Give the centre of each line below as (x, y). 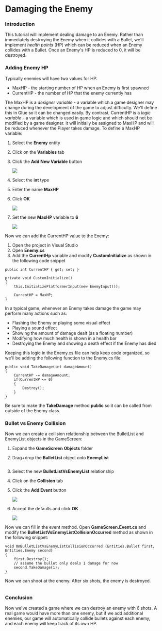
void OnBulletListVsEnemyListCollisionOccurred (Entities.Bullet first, (80, 547)
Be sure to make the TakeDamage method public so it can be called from (78, 405)
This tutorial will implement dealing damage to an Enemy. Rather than (74, 34)
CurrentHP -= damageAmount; (42, 375)
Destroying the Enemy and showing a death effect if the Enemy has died (84, 343)
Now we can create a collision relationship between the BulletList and (74, 434)
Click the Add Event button (39, 490)
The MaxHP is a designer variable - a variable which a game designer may (80, 102)
